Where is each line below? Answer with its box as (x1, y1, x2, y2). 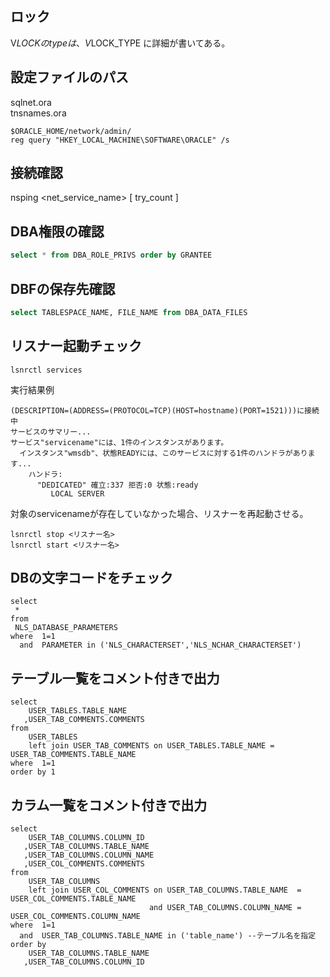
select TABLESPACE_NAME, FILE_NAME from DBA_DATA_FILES (10, 307, 248, 317)
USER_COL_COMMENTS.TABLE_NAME (10, 894, 137, 904)
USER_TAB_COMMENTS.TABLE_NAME (10, 750, 137, 760)
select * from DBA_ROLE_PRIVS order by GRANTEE (10, 250, 213, 261)
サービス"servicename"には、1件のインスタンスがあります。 (10, 437, 229, 447)
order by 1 (10, 767, 56, 777)
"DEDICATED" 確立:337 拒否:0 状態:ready (36, 480, 199, 490)
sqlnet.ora (10, 96, 52, 108)
